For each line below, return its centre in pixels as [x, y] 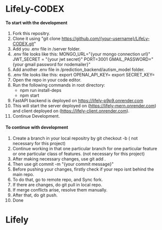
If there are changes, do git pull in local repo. [57, 185]
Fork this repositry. [31, 34]
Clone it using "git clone [36, 39]
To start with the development [36, 22]
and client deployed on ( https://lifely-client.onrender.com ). [71, 111]
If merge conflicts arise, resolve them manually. [60, 190]
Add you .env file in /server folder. [47, 49]
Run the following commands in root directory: [59, 85]
